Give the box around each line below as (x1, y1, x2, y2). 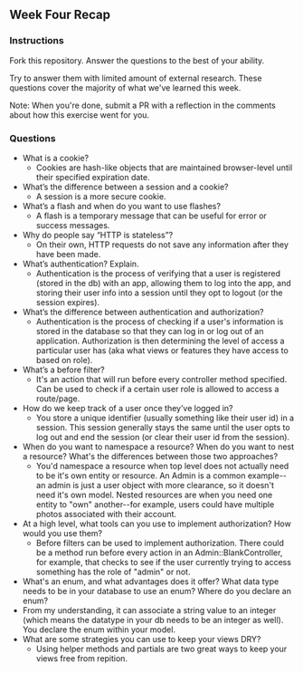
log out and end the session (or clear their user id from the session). (35, 431, 290, 442)
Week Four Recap (9, 7, 111, 23)
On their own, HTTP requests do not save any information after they (35, 239, 289, 250)
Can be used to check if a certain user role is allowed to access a (35, 383, 279, 394)
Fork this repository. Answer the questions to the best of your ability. (9, 54, 265, 66)
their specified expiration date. (35, 171, 151, 182)
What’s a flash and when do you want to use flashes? (22, 200, 222, 211)
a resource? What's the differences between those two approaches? (22, 450, 279, 461)
